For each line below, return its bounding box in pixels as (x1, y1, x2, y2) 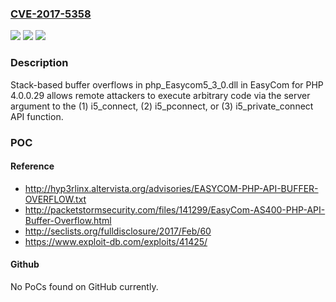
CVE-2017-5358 (10, 7, 92, 21)
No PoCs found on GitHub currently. (10, 280, 159, 292)
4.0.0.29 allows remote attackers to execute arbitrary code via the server (10, 89, 311, 101)
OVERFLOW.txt (24, 193, 87, 205)
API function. (10, 110, 64, 122)
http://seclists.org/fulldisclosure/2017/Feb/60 (24, 225, 212, 237)
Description (10, 56, 69, 70)
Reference (10, 160, 55, 172)
